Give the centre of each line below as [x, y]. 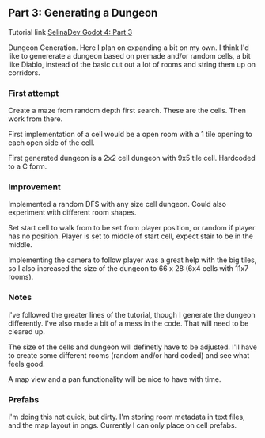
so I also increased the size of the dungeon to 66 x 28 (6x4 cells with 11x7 [129, 269]
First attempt [34, 93]
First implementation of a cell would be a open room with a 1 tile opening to [131, 135]
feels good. [26, 364]
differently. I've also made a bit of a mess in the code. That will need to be [129, 323]
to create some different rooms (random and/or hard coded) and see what [129, 355]
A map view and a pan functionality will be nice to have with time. [115, 379]
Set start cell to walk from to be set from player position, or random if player [132, 228]
